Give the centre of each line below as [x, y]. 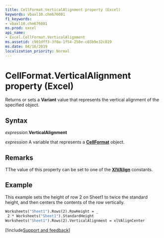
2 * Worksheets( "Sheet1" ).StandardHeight [51, 216]
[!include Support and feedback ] [38, 230]
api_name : [15, 33]
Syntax [16, 120]
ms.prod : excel [21, 28]
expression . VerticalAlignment [36, 133]
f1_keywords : [19, 19]
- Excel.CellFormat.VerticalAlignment [45, 38]
